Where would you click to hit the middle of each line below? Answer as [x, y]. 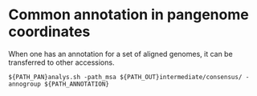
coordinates [49, 32]
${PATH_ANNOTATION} [77, 84]
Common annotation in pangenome [128, 15]
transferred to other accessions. [61, 62]
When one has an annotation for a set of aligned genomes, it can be [120, 54]
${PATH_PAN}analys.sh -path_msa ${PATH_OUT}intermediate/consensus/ [125, 77]
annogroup [25, 84]
